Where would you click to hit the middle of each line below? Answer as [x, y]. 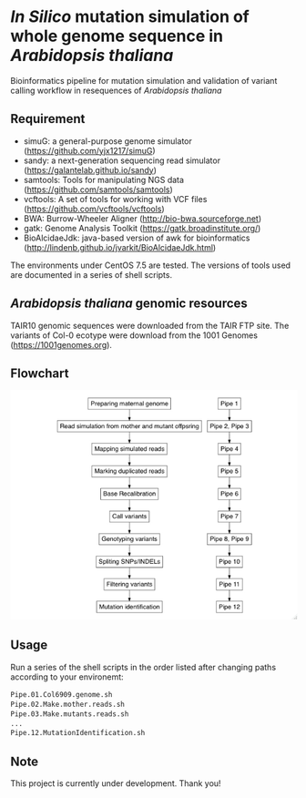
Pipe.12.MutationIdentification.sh [78, 733]
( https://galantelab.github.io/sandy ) [90, 169]
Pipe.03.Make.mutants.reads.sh [70, 714]
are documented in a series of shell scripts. [91, 274]
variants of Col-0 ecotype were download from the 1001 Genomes [134, 335]
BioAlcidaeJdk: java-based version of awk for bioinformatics [137, 238]
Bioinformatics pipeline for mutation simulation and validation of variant [144, 80]
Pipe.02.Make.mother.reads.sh [68, 704]
